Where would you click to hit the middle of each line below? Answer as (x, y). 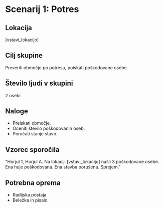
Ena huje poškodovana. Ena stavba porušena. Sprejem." (63, 167)
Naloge (17, 111)
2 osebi (13, 95)
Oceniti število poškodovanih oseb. (49, 128)
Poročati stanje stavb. (35, 134)
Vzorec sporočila (32, 150)
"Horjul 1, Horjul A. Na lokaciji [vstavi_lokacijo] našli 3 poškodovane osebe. (82, 162)
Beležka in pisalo (30, 200)
